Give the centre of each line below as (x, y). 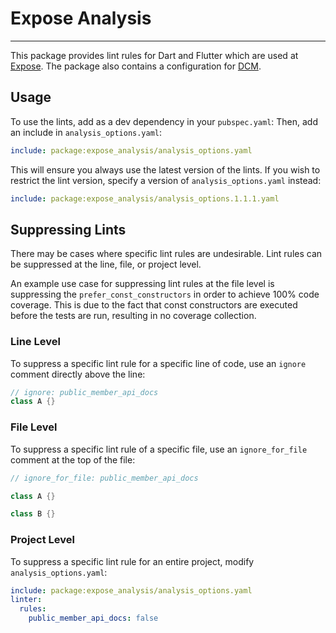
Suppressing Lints (68, 229)
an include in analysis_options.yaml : (86, 132)
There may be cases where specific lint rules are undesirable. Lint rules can (166, 254)
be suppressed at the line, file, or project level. (106, 264)
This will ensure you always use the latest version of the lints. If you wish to (165, 169)
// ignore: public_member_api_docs (84, 392)
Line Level (35, 342)
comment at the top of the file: (73, 459)
